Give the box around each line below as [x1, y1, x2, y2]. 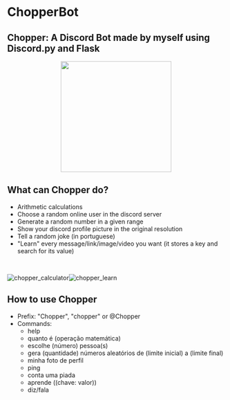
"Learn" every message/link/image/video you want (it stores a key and [17, 239, 218, 248]
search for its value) [17, 246, 75, 255]
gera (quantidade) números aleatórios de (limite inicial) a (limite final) [27, 349, 224, 357]
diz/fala [27, 385, 50, 394]
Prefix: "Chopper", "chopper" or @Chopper [17, 312, 141, 320]
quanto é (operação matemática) [27, 334, 121, 343]
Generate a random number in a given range [17, 217, 144, 226]
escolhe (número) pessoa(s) [27, 341, 108, 349]
